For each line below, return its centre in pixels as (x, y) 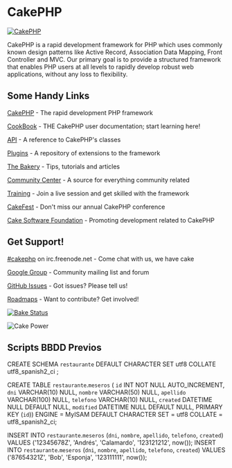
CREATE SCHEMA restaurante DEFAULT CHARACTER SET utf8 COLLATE (111, 364)
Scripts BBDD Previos (54, 347)
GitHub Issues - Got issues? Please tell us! (68, 286)
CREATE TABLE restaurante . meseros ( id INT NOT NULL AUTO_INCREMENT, (116, 385)
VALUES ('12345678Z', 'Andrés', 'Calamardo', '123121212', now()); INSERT (112, 443)
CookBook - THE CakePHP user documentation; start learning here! (104, 126)
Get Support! (36, 242)
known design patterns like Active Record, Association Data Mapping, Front (115, 52)
